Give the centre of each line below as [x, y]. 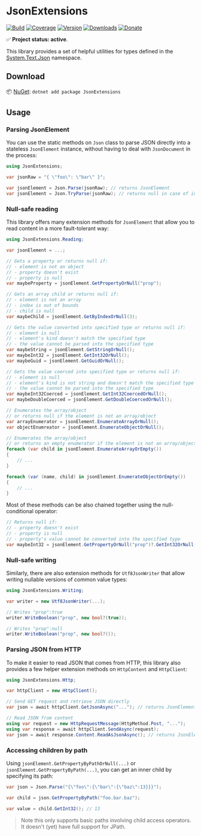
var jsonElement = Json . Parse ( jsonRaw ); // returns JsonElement [88, 188]
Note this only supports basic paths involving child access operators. [106, 820]
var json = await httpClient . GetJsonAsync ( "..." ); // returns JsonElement [101, 707]
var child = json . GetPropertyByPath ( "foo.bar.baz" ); [73, 798]
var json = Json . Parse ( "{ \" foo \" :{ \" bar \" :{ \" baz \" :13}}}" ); [84, 787]
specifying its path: [30, 776]
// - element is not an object [45, 266]
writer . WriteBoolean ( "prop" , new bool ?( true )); [67, 618]
